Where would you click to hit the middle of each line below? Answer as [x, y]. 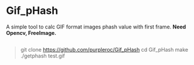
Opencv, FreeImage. [31, 32]
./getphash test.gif [43, 56]
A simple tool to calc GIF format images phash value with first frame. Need [96, 27]
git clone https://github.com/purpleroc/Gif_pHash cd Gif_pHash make [104, 50]
